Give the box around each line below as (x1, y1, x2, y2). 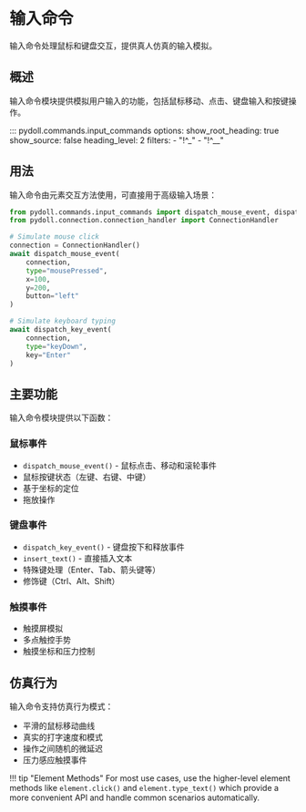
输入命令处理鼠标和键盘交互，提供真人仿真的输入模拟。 (9, 40, 217, 51)
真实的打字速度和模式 (22, 731, 103, 743)
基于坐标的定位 (22, 482, 79, 493)
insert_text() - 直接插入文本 (22, 552, 133, 563)
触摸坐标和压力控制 (22, 646, 96, 657)
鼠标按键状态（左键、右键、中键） (22, 471, 151, 482)
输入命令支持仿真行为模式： (9, 701, 114, 712)
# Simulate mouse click (9, 232, 100, 242)
